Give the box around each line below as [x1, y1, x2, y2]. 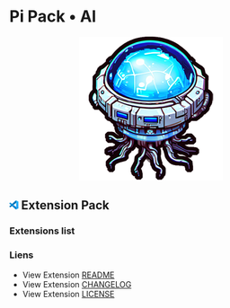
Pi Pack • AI [9, 6, 97, 27]
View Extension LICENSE [22, 288, 115, 299]
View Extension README [22, 269, 115, 280]
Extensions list [9, 224, 75, 237]
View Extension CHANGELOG [22, 278, 132, 289]
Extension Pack [21, 198, 110, 213]
